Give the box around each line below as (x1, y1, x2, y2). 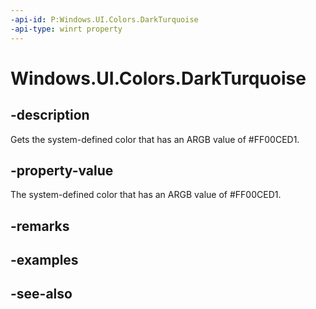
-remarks (10, 217, 70, 235)
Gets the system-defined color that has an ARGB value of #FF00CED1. (10, 133, 300, 145)
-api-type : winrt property (10, 24, 123, 34)
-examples (10, 252, 79, 269)
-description (10, 107, 90, 124)
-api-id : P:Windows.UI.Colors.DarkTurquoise (10, 14, 199, 25)
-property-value (10, 162, 114, 179)
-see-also (10, 286, 73, 303)
